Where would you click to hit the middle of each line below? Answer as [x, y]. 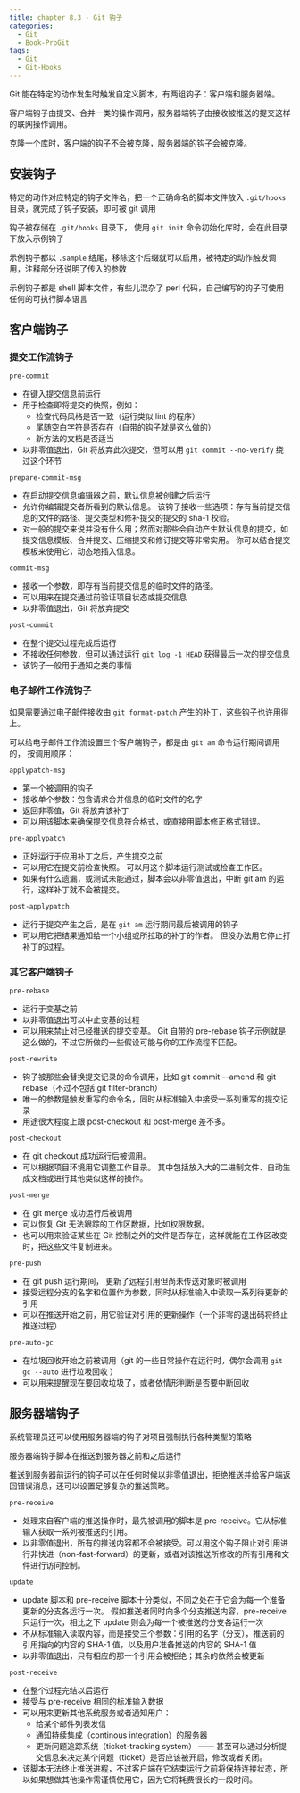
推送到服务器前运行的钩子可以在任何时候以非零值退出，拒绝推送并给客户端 [146, 1474]
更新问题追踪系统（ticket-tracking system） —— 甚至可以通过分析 [157, 1746]
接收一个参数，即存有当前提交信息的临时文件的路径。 [120, 586]
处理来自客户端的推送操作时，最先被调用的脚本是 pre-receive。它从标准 [154, 1521]
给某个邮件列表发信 [71, 1723]
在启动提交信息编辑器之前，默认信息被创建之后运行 [116, 496]
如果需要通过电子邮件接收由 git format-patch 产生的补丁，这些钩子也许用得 [149, 712]
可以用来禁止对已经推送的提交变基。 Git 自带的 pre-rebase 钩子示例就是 [154, 1031]
